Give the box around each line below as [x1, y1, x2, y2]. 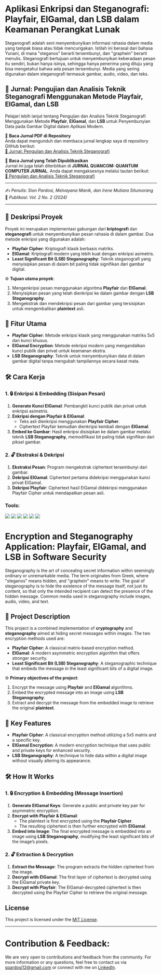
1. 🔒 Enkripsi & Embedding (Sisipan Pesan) [5, 390, 106, 397]
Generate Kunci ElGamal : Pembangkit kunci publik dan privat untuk [12, 403, 147, 409]
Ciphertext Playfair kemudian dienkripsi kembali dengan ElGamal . [19, 423, 149, 430]
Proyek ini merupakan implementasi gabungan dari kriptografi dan [5, 226, 137, 231]
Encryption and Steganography [5, 531, 134, 542]
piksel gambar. [12, 439, 42, 445]
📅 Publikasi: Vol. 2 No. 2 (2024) [5, 194, 67, 200]
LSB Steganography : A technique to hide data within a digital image [12, 753, 147, 759]
